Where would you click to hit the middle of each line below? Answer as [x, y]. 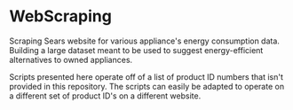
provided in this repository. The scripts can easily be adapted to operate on [147, 86]
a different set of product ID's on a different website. [105, 96]
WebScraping [61, 16]
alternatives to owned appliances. [71, 59]
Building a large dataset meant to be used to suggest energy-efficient [136, 50]
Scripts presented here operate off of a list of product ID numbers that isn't [146, 76]
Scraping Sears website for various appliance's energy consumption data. [144, 41]
